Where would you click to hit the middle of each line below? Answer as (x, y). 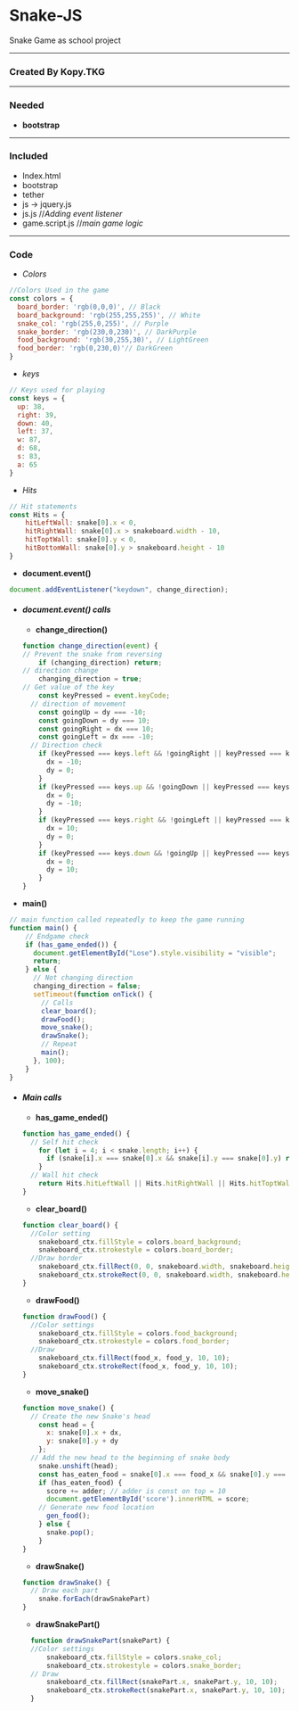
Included (29, 156)
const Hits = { (37, 515)
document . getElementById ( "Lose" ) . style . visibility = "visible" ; (154, 953)
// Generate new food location (97, 1508)
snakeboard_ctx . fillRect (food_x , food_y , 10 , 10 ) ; (134, 1358)
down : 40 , (35, 423)
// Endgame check (57, 936)
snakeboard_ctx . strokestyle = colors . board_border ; (136, 1250)
